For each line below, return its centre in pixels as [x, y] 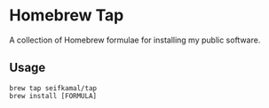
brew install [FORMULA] [53, 96]
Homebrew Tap [67, 15]
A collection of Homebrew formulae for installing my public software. [135, 40]
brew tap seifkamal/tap [53, 88]
